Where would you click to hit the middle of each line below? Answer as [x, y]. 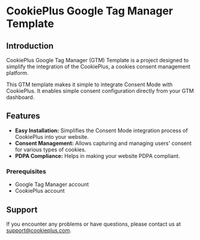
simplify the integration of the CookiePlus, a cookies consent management [98, 66]
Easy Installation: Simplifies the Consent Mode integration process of [101, 130]
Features [23, 116]
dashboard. [20, 97]
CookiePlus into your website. [52, 136]
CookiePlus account [40, 191]
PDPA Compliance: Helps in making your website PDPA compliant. [97, 156]
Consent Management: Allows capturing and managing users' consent [103, 143]
